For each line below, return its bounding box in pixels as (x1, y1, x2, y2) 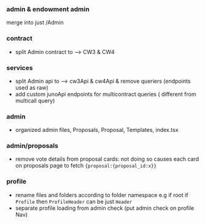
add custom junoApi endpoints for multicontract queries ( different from (15, 90, 196, 98)
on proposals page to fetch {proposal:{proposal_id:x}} (15, 162, 157, 169)
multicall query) (15, 97, 55, 104)
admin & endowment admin (6, 5, 90, 14)
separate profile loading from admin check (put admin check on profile (15, 204, 195, 212)
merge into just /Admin (6, 19, 64, 26)
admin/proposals (6, 142, 58, 150)
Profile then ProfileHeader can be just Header (15, 198, 133, 205)
